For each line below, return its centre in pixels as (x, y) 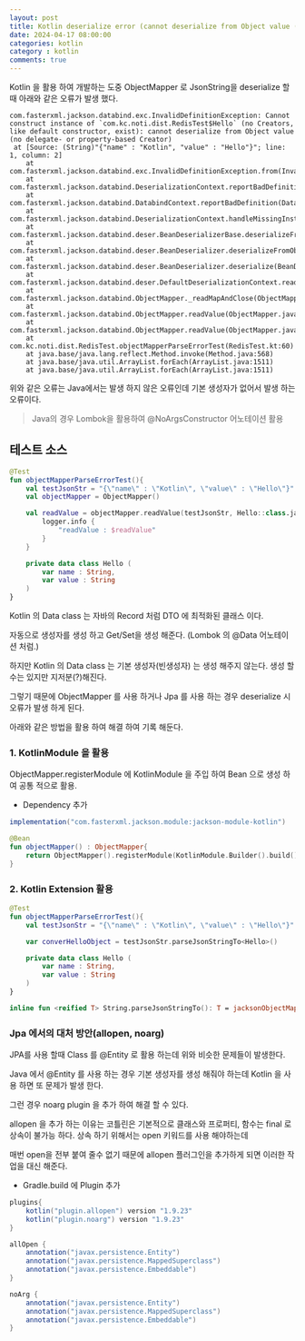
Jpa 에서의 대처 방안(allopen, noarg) (87, 1033)
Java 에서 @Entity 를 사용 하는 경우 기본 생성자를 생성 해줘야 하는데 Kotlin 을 (146, 1074)
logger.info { (69, 522)
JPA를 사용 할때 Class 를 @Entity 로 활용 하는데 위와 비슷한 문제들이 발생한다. (148, 1055)
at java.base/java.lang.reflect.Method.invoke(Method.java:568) (150, 354)
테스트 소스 (39, 450)
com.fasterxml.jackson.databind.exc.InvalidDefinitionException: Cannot (150, 115)
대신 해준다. (47, 1166)
